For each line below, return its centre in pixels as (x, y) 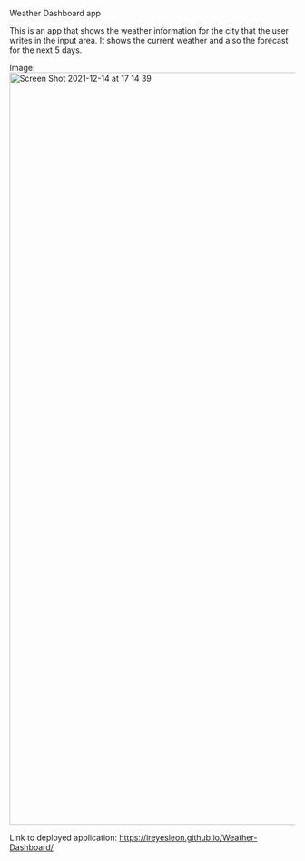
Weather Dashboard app (55, 13)
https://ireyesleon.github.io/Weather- (188, 837)
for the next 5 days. (46, 50)
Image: (22, 68)
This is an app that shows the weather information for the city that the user (149, 30)
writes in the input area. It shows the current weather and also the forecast (149, 40)
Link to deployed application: (64, 837)
